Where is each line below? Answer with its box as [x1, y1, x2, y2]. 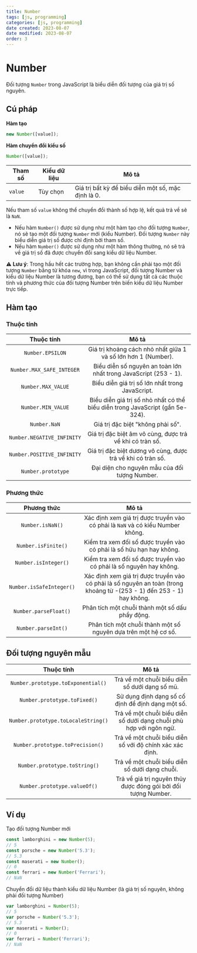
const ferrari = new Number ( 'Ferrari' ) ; [6, 869, 107, 875]
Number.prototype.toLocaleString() [9, 717, 108, 724]
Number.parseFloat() [13, 608, 71, 615]
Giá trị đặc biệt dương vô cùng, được [87, 447, 188, 455]
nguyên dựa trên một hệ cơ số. [92, 628, 177, 636]
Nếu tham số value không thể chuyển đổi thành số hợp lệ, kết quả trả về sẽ [6, 206, 188, 213]
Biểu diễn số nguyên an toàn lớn [93, 362, 182, 370]
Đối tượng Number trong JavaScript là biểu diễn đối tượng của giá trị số [6, 81, 175, 88]
